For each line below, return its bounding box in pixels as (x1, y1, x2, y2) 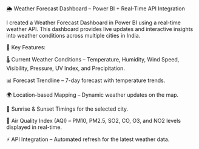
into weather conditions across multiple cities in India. (6, 32, 141, 39)
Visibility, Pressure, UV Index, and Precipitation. (6, 64, 126, 72)
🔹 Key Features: (6, 44, 46, 50)
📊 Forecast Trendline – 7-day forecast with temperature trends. (6, 77, 166, 84)
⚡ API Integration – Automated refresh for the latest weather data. (6, 136, 170, 143)
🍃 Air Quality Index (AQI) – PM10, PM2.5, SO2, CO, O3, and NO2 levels (6, 117, 181, 124)
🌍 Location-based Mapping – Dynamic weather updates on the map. (6, 91, 179, 99)
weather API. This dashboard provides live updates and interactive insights (6, 26, 194, 32)
